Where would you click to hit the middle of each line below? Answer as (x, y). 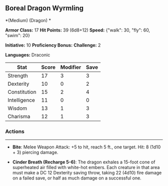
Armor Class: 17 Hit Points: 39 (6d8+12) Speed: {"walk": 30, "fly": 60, (78, 30)
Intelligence (21, 100)
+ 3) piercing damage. (35, 152)
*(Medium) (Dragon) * (28, 20)
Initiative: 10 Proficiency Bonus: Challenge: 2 (53, 45)
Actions (15, 131)
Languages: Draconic (28, 55)
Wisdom (17, 108)
